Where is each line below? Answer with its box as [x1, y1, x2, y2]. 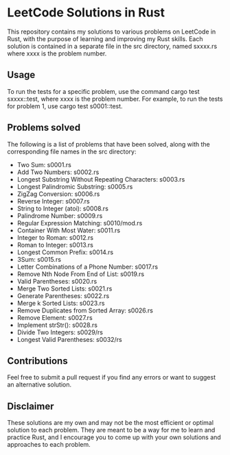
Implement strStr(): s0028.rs [16, 321, 98, 329]
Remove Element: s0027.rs [16, 313, 93, 321]
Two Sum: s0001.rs [16, 160, 72, 169]
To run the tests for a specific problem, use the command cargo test [7, 87, 200, 95]
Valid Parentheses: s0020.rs [16, 277, 97, 285]
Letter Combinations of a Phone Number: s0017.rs [16, 262, 159, 271]
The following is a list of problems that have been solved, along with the [7, 140, 211, 148]
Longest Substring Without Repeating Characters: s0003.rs [16, 175, 185, 183]
